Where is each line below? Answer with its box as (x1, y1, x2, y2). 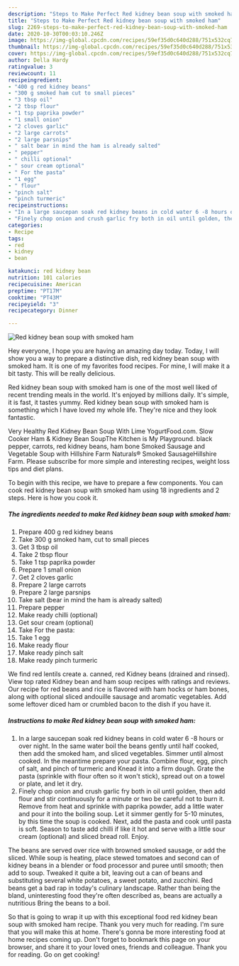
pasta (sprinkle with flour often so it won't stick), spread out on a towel (18, 772, 226, 781)
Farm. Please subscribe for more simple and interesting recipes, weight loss (8, 457, 230, 466)
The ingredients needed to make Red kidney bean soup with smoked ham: (8, 509, 231, 519)
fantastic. (8, 413, 35, 422)
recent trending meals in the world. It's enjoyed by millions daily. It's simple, (8, 391, 229, 399)
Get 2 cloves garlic (18, 573, 74, 582)
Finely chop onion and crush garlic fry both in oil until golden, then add (18, 787, 226, 796)
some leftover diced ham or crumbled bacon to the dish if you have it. (8, 700, 211, 709)
